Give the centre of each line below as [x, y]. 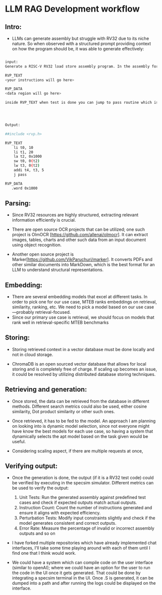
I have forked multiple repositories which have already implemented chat [84, 543]
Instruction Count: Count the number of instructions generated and [86, 508]
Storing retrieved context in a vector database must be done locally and [83, 349]
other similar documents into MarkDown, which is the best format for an [83, 265]
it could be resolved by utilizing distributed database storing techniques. [84, 374]
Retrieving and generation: [46, 390]
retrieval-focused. [53, 312]
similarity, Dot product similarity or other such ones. [63, 411]
